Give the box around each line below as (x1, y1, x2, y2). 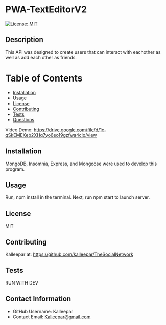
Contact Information (5, 295, 72, 303)
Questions (12, 116, 35, 123)
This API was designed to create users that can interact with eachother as (5, 49, 161, 55)
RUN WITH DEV (5, 279, 39, 286)
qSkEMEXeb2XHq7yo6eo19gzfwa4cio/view (5, 132, 97, 138)
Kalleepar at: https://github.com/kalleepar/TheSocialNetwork (5, 251, 134, 257)
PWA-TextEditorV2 (5, 4, 87, 15)
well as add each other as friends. (5, 54, 77, 60)
